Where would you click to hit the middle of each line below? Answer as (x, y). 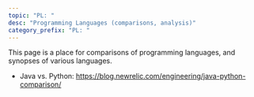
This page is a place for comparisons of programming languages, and (122, 53)
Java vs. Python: (47, 76)
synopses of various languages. (60, 61)
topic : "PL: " (32, 15)
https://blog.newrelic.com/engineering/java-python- (161, 76)
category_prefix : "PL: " (49, 30)
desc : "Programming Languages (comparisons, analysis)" (102, 23)
